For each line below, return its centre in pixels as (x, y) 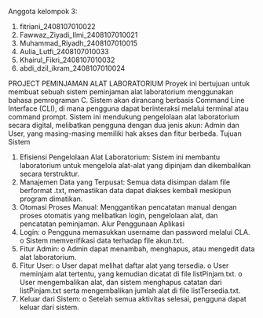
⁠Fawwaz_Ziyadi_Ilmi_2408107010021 (79, 35)
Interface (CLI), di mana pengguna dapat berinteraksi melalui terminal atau (128, 108)
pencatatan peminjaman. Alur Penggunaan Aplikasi (102, 224)
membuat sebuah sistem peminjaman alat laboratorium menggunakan (121, 92)
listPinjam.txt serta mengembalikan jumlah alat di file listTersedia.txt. (130, 291)
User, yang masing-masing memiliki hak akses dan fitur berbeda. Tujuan (125, 133)
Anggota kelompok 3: (43, 11)
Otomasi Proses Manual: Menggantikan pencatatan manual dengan (128, 207)
